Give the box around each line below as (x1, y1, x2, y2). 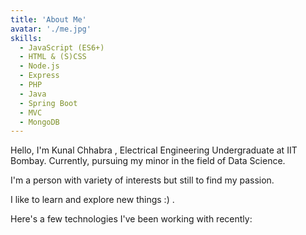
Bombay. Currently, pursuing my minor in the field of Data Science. (10, 155, 286, 167)
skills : (10, 33, 43, 43)
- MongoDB (19, 117, 60, 127)
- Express (19, 71, 60, 81)
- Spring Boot (19, 98, 78, 108)
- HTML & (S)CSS (19, 52, 87, 62)
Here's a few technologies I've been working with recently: (10, 213, 253, 225)
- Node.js (19, 61, 60, 71)
